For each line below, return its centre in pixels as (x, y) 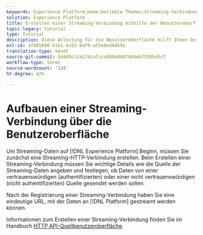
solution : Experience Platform (46, 18)
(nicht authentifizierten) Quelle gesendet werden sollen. (76, 183)
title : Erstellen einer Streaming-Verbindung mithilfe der (82, 23)
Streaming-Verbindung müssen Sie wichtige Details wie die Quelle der (94, 164)
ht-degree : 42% (25, 74)
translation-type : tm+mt (37, 51)
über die (90, 122)
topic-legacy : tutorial (36, 29)
